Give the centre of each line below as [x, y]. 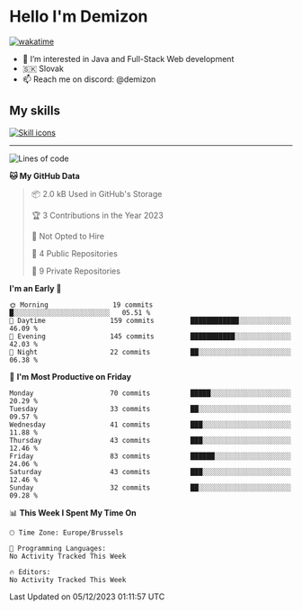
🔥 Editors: [30, 572]
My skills [35, 111]
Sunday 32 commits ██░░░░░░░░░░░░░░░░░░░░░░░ [151, 488]
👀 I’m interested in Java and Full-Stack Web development [128, 58]
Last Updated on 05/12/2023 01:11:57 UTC [87, 597]
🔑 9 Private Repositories [76, 271]
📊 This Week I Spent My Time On [73, 512]
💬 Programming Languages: [58, 548]
